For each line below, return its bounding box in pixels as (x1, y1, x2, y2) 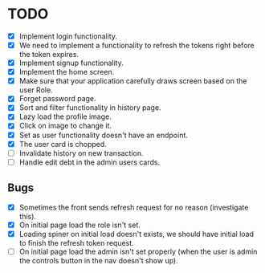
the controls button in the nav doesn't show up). (18, 255, 178, 265)
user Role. (18, 85, 53, 95)
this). (18, 211, 37, 221)
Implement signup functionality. (18, 58, 124, 68)
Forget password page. (18, 94, 97, 104)
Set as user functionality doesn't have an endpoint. (18, 130, 188, 140)
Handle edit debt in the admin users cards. (18, 157, 161, 167)
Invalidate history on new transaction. (18, 148, 144, 157)
